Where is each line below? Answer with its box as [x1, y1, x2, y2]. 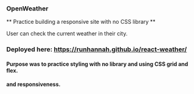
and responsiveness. [6, 81, 61, 88]
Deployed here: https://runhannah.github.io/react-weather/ [6, 45, 187, 54]
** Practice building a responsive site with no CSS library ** [6, 18, 156, 26]
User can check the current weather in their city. [6, 30, 128, 37]
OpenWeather [6, 4, 49, 13]
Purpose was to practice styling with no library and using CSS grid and [6, 60, 189, 68]
